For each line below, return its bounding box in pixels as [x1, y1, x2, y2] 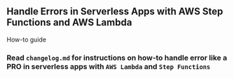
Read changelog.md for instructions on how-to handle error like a [6, 53, 228, 63]
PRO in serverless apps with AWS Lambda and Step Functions [6, 61, 211, 71]
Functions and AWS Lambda [6, 17, 132, 29]
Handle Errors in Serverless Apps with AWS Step [6, 6, 223, 18]
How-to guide [6, 35, 47, 44]
